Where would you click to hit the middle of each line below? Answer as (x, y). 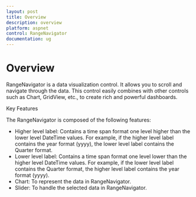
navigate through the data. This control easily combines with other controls (97, 91)
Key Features (22, 108)
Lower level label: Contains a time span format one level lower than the (101, 156)
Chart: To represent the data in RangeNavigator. (73, 181)
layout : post (22, 12)
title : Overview (26, 17)
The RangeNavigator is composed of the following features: (79, 120)
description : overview (34, 22)
